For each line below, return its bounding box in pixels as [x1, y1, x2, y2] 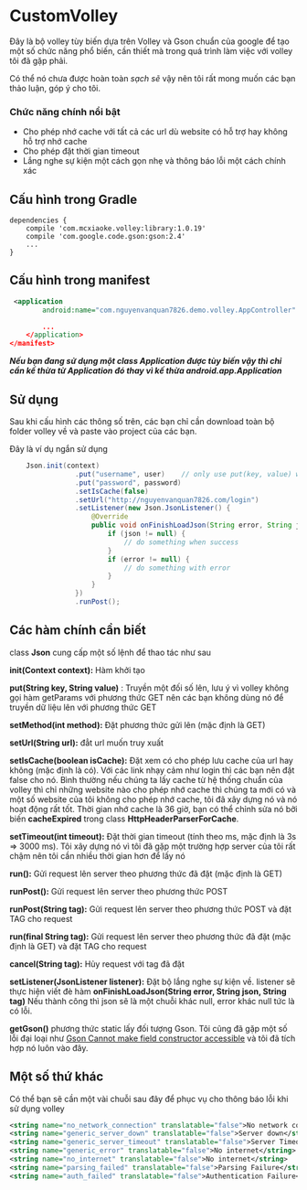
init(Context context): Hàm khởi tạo [9, 664, 146, 675]
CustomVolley [9, 5, 119, 27]
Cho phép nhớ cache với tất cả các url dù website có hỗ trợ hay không [22, 126, 288, 137]
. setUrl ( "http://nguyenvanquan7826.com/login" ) [74, 495, 259, 504]
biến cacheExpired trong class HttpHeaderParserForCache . [9, 813, 239, 824]
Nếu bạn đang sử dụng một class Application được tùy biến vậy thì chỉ [9, 356, 282, 367]
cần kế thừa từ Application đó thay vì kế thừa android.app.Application [9, 365, 282, 376]
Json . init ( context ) [26, 461, 101, 471]
